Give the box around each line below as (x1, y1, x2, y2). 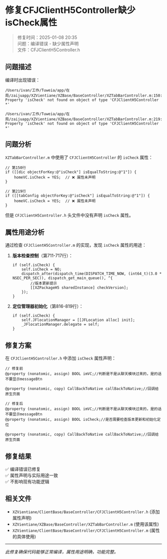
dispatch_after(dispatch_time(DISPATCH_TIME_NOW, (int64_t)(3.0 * (21, 272, 162, 277)
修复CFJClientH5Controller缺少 (5, 4, 136, 16)
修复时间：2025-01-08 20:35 (17, 34, 78, 40)
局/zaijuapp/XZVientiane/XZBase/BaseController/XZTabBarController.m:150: (5, 93, 163, 98)
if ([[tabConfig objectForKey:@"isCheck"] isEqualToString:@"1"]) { (5, 193, 150, 198)
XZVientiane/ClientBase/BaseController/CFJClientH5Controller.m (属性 (12, 527, 160, 533)
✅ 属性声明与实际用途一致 (5, 472, 58, 478)
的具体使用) (12, 533, 36, 540)
